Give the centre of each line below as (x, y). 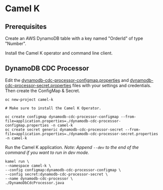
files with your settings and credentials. (112, 85)
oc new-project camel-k (29, 99)
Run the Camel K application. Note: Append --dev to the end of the (72, 147)
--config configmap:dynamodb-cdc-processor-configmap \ (63, 170)
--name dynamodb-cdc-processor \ (39, 178)
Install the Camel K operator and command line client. (59, 53)
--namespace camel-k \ (28, 166)
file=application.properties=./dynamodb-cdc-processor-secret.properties (82, 134)
